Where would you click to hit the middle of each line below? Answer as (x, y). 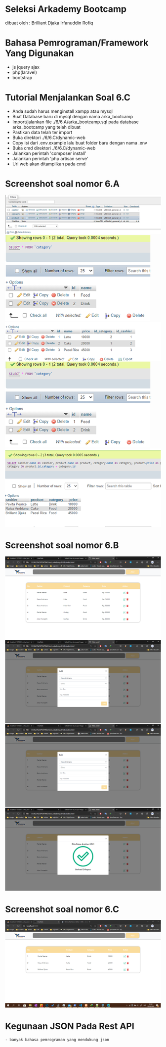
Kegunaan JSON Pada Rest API (70, 1026)
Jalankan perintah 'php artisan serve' (50, 158)
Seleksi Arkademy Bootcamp (66, 9)
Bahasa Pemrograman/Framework (77, 43)
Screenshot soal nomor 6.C (62, 909)
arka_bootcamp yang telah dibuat (46, 127)
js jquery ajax (26, 67)
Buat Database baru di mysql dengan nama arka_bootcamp (73, 116)
